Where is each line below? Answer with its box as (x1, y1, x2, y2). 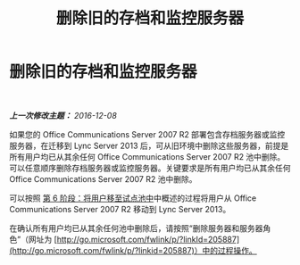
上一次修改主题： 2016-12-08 (9, 110, 118, 120)
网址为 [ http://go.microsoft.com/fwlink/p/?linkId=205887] (28, 234, 240, 244)
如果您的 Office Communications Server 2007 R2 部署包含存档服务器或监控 (9, 128, 286, 139)
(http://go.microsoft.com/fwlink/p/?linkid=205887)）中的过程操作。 (9, 244, 257, 255)
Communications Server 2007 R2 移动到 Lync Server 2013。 (9, 203, 231, 214)
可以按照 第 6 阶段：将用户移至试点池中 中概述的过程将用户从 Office (9, 193, 257, 203)
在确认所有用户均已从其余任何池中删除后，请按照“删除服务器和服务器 (9, 222, 263, 233)
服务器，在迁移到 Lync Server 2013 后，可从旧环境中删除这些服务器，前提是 (9, 140, 289, 151)
